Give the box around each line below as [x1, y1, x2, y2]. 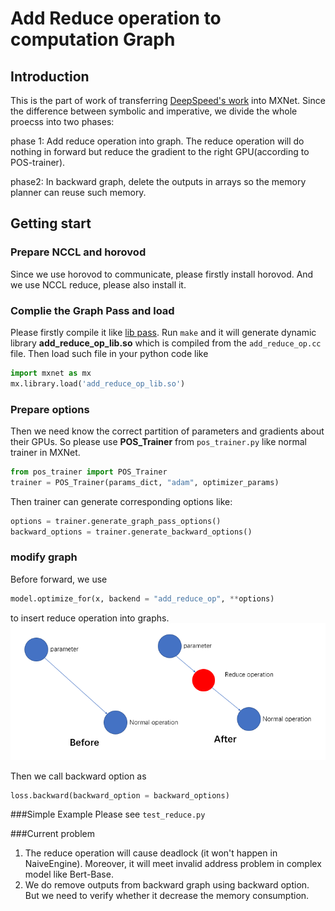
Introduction [10, 68, 90, 85]
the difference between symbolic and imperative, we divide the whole [10, 105, 298, 117]
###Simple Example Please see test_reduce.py [10, 808, 206, 821]
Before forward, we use [10, 573, 108, 585]
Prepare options [10, 402, 90, 416]
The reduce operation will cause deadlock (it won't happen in [24, 847, 278, 859]
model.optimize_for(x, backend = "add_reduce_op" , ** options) [10, 593, 275, 604]
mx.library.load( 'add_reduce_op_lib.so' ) [10, 378, 186, 389]
